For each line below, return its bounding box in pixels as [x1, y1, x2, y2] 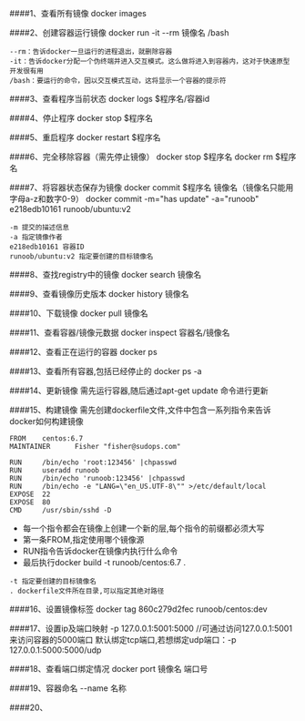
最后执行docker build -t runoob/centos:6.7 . [22, 557, 187, 567]
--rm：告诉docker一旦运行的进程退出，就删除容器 [9, 47, 173, 56]
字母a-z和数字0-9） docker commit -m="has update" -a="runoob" [9, 194, 259, 204]
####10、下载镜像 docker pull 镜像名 [9, 308, 148, 319]
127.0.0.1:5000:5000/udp [9, 645, 102, 655]
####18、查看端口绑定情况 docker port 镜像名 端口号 [9, 664, 208, 674]
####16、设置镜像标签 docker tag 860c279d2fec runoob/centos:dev [9, 604, 268, 614]
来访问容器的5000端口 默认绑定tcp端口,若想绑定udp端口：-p [9, 635, 237, 645]
